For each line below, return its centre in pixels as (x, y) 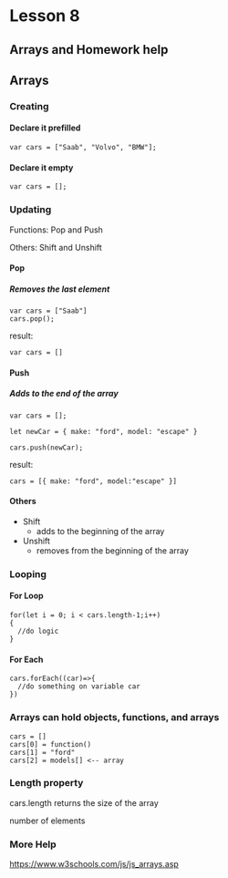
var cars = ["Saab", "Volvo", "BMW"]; (83, 148)
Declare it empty (41, 167)
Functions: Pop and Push (56, 230)
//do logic (38, 631)
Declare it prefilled (45, 128)
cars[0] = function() (51, 744)
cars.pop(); (32, 319)
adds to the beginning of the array (100, 531)
